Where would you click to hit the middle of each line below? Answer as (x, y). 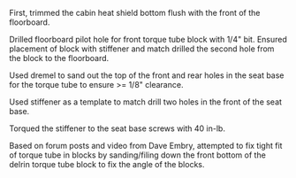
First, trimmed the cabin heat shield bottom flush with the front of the (135, 13)
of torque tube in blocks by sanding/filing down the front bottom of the (138, 155)
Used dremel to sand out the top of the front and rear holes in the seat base (147, 75)
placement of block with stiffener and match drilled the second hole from (142, 49)
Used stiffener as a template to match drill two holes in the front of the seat (146, 102)
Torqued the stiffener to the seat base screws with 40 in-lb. (117, 128)
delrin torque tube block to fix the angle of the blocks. (107, 164)
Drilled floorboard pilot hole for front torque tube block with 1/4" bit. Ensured (148, 39)
